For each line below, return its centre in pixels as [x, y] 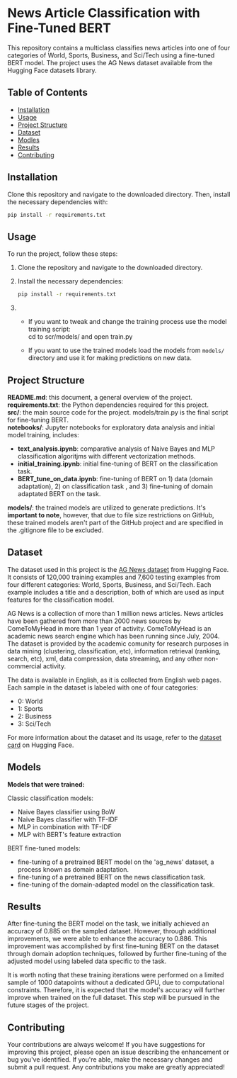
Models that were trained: [46, 784]
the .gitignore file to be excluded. [56, 530]
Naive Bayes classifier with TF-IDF [68, 819]
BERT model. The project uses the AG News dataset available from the [110, 62]
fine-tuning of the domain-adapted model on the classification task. [116, 885]
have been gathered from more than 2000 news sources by [94, 621]
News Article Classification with [104, 13]
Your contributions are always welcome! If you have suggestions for [106, 1045]
